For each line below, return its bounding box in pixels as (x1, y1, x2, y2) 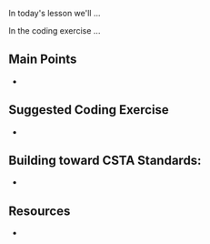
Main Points (8, 52, 77, 67)
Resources (8, 203, 71, 219)
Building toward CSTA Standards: (8, 153, 202, 168)
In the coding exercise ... (8, 25, 101, 36)
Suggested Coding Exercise (8, 102, 169, 117)
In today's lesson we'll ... (8, 8, 101, 18)
